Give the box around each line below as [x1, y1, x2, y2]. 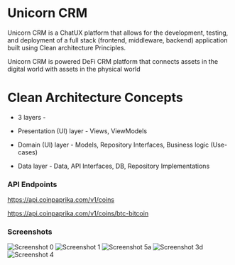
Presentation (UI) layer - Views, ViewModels [17, 126, 148, 135]
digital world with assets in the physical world [7, 64, 141, 73]
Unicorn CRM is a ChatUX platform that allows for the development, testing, [7, 28, 229, 37]
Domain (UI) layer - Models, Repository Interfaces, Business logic [17, 140, 209, 149]
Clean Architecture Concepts [7, 90, 183, 106]
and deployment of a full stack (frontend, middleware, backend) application [7, 35, 228, 44]
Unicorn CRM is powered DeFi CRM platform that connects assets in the [7, 57, 219, 65]
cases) [17, 147, 38, 157]
